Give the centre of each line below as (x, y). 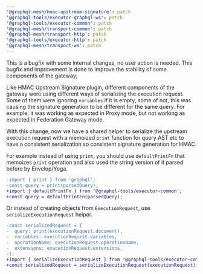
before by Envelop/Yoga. (37, 168)
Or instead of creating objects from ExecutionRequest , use (79, 208)
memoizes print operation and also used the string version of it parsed (95, 162)
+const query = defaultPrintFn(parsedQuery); (64, 197)
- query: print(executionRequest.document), (64, 231)
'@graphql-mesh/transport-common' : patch (59, 29)
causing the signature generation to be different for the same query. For (96, 106)
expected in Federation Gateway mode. (55, 119)
